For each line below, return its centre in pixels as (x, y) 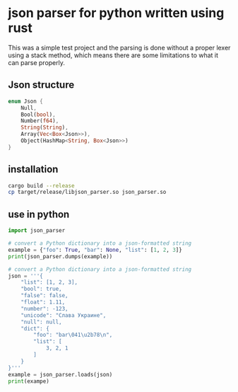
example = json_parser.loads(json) (60, 374)
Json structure (41, 85)
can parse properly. (37, 62)
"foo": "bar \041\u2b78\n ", (73, 335)
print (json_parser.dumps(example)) (60, 256)
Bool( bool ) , (38, 115)
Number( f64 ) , (40, 121)
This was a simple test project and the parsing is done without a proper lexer (119, 47)
